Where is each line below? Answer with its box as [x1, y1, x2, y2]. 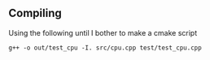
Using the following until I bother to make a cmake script [8, 28, 198, 37]
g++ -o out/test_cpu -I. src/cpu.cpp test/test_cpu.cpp [8, 44, 202, 52]
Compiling [8, 6, 63, 20]
